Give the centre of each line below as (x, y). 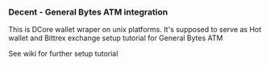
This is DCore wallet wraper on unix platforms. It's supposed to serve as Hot (135, 30)
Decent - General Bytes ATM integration (88, 12)
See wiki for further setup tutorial (63, 54)
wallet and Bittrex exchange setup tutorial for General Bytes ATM (116, 38)
